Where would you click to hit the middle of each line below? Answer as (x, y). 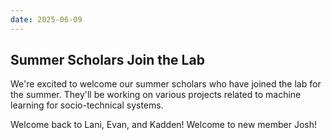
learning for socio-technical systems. (87, 105)
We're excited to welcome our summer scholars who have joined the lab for (166, 84)
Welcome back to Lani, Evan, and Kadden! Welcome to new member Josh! (163, 125)
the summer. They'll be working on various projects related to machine (156, 95)
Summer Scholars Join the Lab (107, 60)
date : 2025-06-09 (46, 19)
